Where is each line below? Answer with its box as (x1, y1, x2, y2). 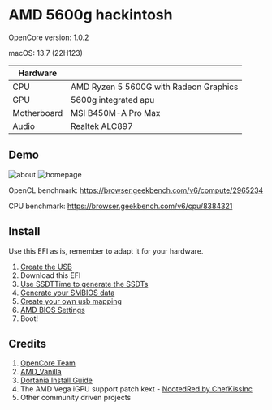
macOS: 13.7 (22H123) (8, 48, 84, 58)
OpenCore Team (19, 358, 76, 368)
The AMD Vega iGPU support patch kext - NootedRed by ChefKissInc (19, 384, 253, 394)
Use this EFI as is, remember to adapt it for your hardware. (8, 246, 204, 256)
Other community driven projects (19, 393, 132, 403)
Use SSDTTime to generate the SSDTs (19, 279, 149, 288)
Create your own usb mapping (19, 296, 122, 305)
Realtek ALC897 (70, 120, 134, 131)
